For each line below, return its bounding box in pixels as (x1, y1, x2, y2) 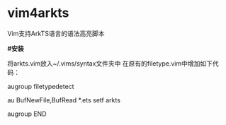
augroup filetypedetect (7, 82, 74, 90)
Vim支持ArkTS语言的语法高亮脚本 (7, 29, 105, 37)
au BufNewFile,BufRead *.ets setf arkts (7, 95, 120, 104)
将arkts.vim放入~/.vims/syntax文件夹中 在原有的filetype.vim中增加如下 (7, 59, 213, 68)
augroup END (7, 109, 47, 118)
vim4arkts (7, 5, 69, 21)
